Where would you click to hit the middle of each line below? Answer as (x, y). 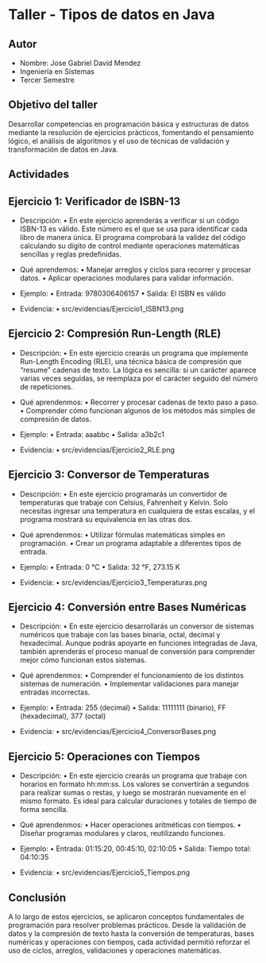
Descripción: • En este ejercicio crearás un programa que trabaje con (133, 775)
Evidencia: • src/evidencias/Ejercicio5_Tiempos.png (105, 872)
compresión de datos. (55, 419)
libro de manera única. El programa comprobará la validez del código (133, 238)
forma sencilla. (44, 810)
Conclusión (37, 897)
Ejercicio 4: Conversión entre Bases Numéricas (127, 607)
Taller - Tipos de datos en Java (112, 15)
